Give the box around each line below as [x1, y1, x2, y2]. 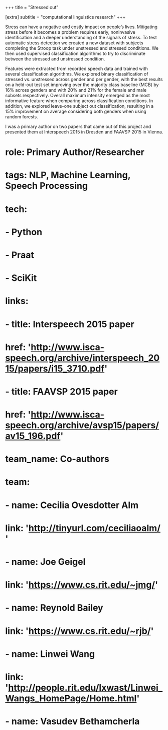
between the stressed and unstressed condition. [5, 56, 105, 62]
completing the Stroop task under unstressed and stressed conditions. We [5, 45, 159, 51]
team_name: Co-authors [5, 453, 109, 465]
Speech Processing [5, 180, 88, 192]
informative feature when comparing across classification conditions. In [5, 98, 153, 104]
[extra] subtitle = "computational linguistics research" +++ [5, 14, 126, 20]
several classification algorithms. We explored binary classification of [5, 71, 148, 77]
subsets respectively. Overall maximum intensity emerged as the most [5, 93, 150, 98]
